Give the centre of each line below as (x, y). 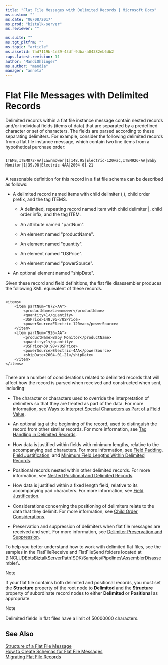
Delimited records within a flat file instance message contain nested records (84, 120)
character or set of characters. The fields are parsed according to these (80, 131)
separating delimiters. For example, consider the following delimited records (84, 136)
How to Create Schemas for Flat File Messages (54, 651)
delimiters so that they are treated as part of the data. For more (78, 404)
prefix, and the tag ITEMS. (40, 199)
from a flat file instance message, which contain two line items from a (77, 142)
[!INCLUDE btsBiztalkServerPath (38, 558)
